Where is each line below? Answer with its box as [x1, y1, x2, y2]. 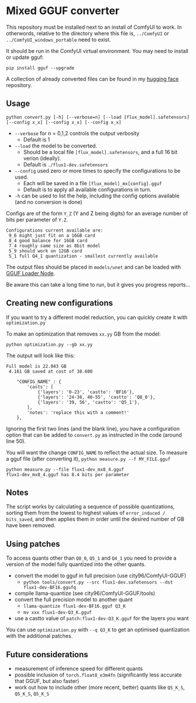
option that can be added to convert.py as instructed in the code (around [6, 431, 183, 438]
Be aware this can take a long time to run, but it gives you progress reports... [6, 281, 191, 288]
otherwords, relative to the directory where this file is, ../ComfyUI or [6, 29, 170, 36]
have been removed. [6, 522, 56, 529]
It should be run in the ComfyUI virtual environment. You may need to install [6, 47, 188, 54]
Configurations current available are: [6, 227, 104, 233]
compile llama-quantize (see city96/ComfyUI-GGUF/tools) [14, 590, 156, 597]
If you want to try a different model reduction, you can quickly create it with [6, 313, 188, 321]
